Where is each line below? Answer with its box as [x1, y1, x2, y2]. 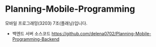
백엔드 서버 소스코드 [12, 30, 51, 36]
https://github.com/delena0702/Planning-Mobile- [51, 30, 151, 36]
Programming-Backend [12, 36, 60, 42]
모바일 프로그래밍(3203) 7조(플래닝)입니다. [5, 20, 88, 26]
